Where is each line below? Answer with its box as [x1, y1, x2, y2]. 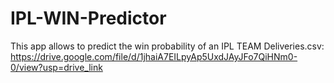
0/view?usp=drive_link [10, 61, 103, 73]
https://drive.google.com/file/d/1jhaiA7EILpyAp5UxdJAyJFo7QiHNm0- [10, 50, 298, 62]
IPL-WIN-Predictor [10, 7, 167, 30]
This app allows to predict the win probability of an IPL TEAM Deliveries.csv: [10, 40, 325, 52]
